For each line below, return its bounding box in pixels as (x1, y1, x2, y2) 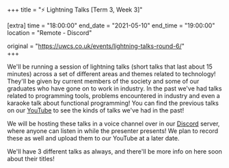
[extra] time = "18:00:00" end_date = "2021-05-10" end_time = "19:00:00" (7, 21, 215, 29)
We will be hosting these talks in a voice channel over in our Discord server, (7, 119, 220, 128)
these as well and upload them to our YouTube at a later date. (7, 134, 180, 142)
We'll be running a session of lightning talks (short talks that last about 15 (7, 62, 213, 71)
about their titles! (7, 155, 55, 163)
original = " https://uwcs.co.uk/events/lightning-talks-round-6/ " (7, 42, 185, 50)
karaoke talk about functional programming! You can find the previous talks (7, 99, 219, 107)
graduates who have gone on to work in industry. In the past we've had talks (7, 84, 222, 93)
